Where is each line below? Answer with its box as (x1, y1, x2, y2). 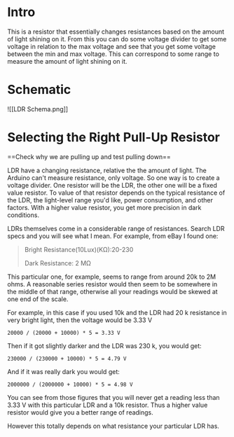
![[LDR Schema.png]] (7, 104, 69, 113)
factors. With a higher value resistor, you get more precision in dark (7, 203, 202, 211)
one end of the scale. (7, 295, 69, 303)
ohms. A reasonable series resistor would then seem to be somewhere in (7, 279, 218, 288)
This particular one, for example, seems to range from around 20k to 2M (7, 272, 216, 281)
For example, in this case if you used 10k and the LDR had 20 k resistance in (7, 308, 227, 317)
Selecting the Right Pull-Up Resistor (7, 130, 221, 146)
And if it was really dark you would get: (7, 367, 121, 375)
